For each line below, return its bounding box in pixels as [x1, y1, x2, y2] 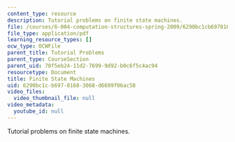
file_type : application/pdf [7, 29, 90, 37]
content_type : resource [7, 10, 77, 17]
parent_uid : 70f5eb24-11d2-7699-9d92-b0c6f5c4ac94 [7, 62, 158, 69]
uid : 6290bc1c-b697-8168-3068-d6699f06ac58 [7, 82, 136, 89]
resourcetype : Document [7, 69, 77, 76]
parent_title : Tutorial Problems [7, 50, 105, 57]
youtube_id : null [13, 108, 64, 115]
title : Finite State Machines [7, 75, 96, 83]
